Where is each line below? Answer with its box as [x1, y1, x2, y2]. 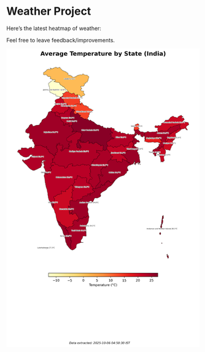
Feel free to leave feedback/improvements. [6, 36, 115, 44]
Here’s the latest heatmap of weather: [6, 25, 101, 32]
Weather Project [6, 4, 91, 18]
